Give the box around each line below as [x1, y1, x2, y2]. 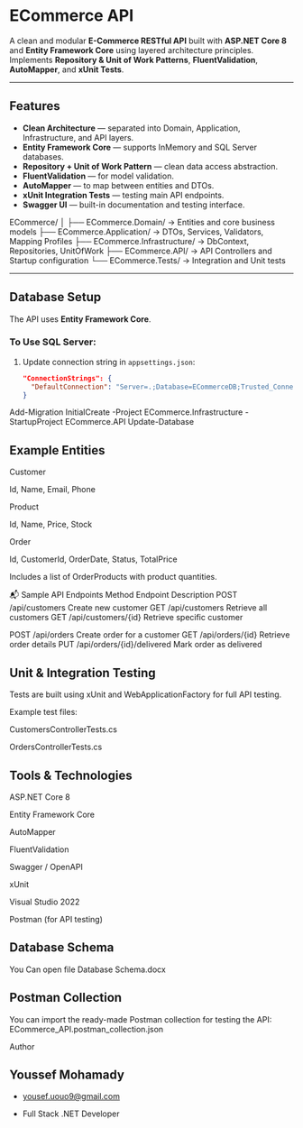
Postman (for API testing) [9, 913, 104, 924]
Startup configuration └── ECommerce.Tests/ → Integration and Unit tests [9, 254, 286, 266]
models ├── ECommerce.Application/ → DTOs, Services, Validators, [9, 226, 264, 237]
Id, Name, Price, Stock [9, 519, 93, 530]
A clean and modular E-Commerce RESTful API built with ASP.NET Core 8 [9, 35, 287, 46]
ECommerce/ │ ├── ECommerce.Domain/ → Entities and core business [9, 216, 275, 227]
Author [9, 1041, 35, 1051]
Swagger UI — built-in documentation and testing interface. [22, 199, 245, 210]
